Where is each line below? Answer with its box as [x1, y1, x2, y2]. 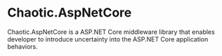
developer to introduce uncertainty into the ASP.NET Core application [7, 35, 209, 43]
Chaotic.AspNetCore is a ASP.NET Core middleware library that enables [7, 28, 216, 36]
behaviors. [7, 42, 39, 50]
